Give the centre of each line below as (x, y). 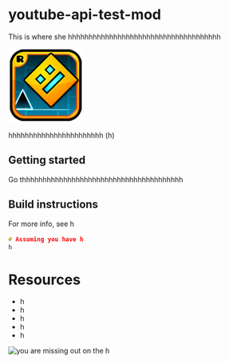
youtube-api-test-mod (85, 15)
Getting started (47, 160)
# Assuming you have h (46, 239)
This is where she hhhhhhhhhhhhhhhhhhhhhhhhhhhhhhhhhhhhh (114, 37)
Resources (45, 279)
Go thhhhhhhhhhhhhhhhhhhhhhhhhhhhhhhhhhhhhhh (96, 179)
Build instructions (53, 205)
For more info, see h (41, 224)
